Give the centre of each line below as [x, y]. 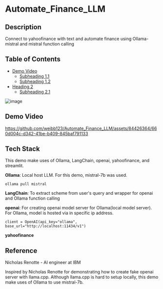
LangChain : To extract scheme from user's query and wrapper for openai [79, 193]
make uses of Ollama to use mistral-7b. [44, 282]
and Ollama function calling [32, 198]
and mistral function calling [47, 44]
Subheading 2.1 [35, 92]
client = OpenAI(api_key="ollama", [41, 222]
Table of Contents [33, 59]
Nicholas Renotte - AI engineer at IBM [43, 263]
